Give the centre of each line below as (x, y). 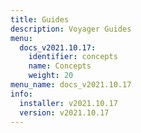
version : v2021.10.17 (64, 112)
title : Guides (40, 19)
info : (21, 94)
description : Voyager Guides (71, 29)
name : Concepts (60, 66)
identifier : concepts (73, 57)
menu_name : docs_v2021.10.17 (71, 85)
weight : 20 (51, 76)
